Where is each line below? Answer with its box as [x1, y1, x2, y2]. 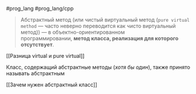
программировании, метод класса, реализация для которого [20, 35, 179, 41]
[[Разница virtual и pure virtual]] [6, 53, 85, 59]
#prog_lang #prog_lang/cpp [6, 5, 74, 12]
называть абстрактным [6, 70, 65, 76]
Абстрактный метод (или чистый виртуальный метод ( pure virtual [20, 16, 190, 23]
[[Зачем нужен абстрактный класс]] [6, 81, 98, 88]
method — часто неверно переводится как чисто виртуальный [20, 23, 176, 29]
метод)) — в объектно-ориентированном [20, 29, 125, 36]
